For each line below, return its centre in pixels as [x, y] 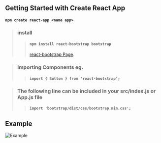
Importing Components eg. [50, 67]
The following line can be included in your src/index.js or [86, 91]
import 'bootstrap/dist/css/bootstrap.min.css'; [80, 108]
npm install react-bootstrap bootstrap [70, 44]
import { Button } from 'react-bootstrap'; [75, 79]
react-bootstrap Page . [52, 54]
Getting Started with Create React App [65, 8]
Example [19, 123]
